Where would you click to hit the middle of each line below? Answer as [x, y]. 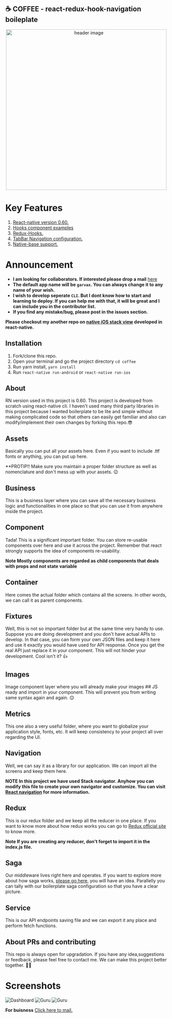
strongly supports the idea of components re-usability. [63, 551]
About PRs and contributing [51, 942]
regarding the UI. [23, 737]
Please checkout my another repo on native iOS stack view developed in [84, 322]
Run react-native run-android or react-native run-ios [72, 372]
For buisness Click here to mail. [39, 1010]
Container [22, 582]
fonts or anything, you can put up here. [47, 456]
